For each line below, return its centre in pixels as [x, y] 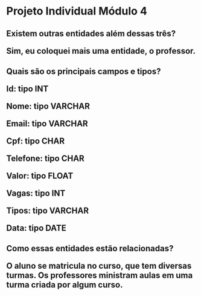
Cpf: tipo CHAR [36, 141]
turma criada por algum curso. [65, 285]
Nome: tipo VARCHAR [48, 106]
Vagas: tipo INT [36, 193]
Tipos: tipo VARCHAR [48, 210]
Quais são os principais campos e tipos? [84, 71]
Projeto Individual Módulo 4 [77, 11]
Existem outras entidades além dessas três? [91, 34]
